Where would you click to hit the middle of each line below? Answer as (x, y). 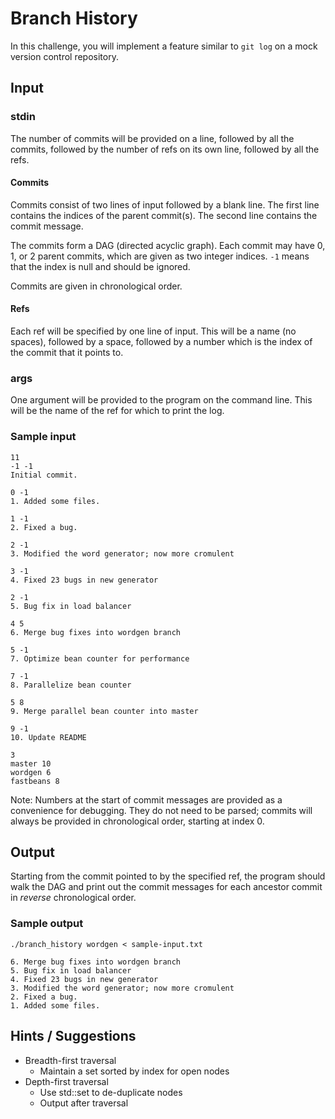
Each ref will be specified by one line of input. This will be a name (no (153, 331)
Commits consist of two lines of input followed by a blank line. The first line (165, 204)
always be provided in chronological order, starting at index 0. (137, 821)
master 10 (31, 763)
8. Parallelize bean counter (71, 685)
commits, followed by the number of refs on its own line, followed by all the (165, 149)
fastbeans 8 (35, 781)
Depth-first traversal (66, 1081)
